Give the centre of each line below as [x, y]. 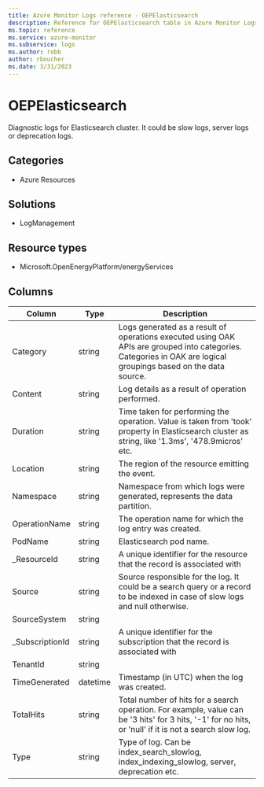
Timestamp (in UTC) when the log [181, 677]
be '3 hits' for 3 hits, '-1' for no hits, [185, 719]
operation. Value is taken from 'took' [185, 421]
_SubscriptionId [41, 641]
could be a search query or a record [185, 586]
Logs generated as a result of [172, 327]
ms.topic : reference [42, 30]
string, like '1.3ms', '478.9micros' [181, 441]
